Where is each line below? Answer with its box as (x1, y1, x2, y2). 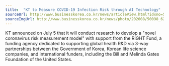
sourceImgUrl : (5, 16, 35, 21)
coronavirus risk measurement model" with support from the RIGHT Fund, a (5, 35, 162, 41)
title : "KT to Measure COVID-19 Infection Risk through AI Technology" (5, 7, 161, 12)
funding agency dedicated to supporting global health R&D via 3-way (5, 41, 149, 47)
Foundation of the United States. (5, 57, 72, 63)
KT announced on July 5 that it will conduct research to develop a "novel (5, 30, 156, 36)
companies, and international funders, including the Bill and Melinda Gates (5, 51, 159, 57)
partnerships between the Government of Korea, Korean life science (5, 46, 147, 52)
